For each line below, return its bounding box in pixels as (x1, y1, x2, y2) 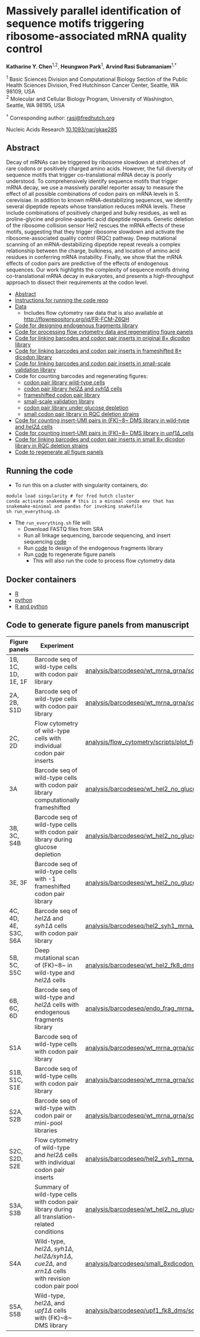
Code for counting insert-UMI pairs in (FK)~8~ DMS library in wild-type (14, 417, 190, 424)
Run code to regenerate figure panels (23, 551, 116, 558)
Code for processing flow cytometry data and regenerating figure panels (14, 329, 193, 336)
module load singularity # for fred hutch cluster (6, 493, 135, 499)
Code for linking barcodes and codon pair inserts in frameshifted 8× (14, 347, 182, 355)
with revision (35, 1274, 70, 1282)
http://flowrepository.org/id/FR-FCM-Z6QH (23, 315, 130, 323)
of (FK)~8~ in (35, 961, 73, 969)
